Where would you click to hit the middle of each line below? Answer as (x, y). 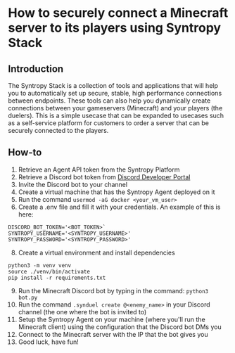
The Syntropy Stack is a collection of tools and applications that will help (113, 85)
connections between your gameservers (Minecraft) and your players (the (115, 108)
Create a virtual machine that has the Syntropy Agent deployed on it (116, 192)
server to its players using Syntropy (114, 28)
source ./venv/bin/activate (49, 271)
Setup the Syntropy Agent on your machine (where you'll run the (112, 319)
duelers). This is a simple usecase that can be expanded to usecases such (116, 115)
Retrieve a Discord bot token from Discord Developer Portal (104, 176)
